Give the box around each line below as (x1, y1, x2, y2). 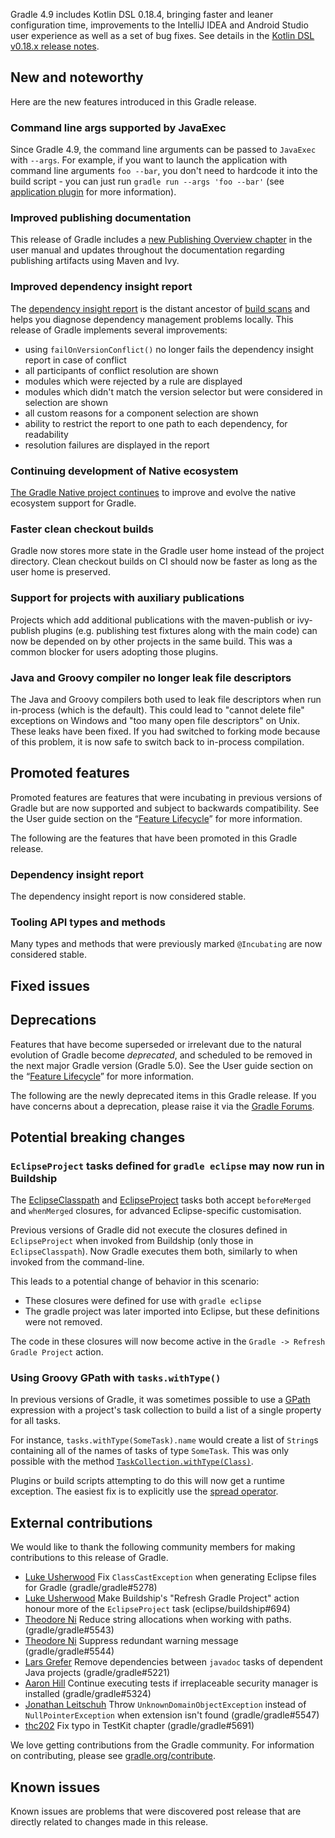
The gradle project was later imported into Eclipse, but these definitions (24, 1305, 320, 1318)
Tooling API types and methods (10, 915, 166, 929)
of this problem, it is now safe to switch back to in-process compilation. (10, 735, 305, 748)
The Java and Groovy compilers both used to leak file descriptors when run (10, 693, 322, 705)
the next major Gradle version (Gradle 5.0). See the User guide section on (10, 1059, 314, 1071)
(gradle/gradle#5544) (24, 1645, 115, 1658)
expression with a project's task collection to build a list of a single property (10, 1404, 322, 1416)
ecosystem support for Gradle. (10, 497, 137, 509)
